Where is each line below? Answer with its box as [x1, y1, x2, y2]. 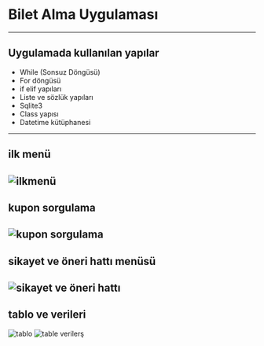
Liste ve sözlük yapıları [19, 92, 94, 101]
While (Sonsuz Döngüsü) [19, 67, 101, 76]
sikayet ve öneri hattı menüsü [8, 254, 156, 268]
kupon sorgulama [8, 201, 96, 214]
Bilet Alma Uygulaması [8, 6, 159, 24]
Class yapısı [19, 109, 59, 119]
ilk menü [8, 148, 51, 161]
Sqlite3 [19, 101, 43, 110]
